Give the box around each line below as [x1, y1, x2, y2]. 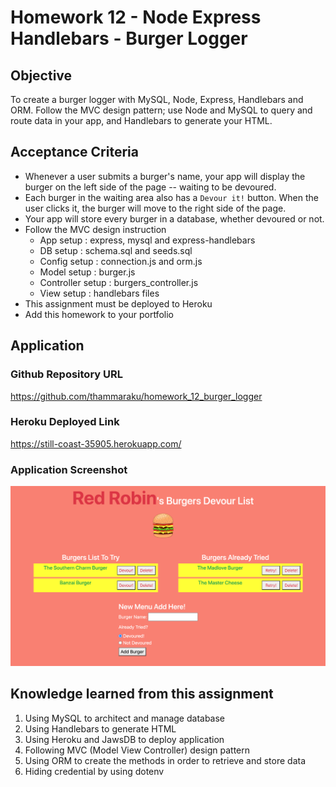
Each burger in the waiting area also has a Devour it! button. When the [24, 191, 319, 203]
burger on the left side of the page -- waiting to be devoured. [24, 181, 277, 193]
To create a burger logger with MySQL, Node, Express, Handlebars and [10, 94, 304, 105]
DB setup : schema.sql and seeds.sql [39, 244, 193, 256]
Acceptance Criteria [10, 144, 139, 161]
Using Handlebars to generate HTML [24, 722, 177, 735]
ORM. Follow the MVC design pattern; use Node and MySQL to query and [10, 104, 313, 116]
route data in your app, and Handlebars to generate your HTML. [10, 115, 273, 126]
